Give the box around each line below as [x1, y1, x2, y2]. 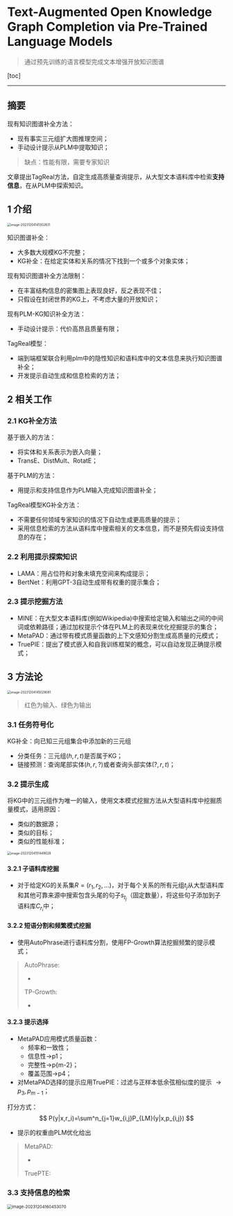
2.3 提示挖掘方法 [7, 597, 63, 606]
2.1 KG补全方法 [7, 416, 58, 426]
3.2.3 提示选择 [7, 1018, 49, 1026]
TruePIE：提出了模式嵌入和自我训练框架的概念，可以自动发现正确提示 [17, 640, 216, 648]
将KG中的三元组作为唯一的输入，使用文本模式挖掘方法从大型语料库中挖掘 [7, 797, 216, 805]
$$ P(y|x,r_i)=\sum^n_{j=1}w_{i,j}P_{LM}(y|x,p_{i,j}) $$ [39, 1114, 194, 1122]
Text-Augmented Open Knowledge [7, 4, 213, 20]
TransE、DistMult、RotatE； [17, 456, 98, 465]
